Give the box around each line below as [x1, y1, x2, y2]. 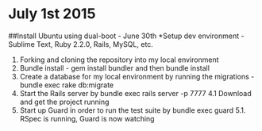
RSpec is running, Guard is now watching [19, 114, 155, 123]
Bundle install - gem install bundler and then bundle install [19, 63, 210, 72]
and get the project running [19, 97, 110, 106]
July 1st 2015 [8, 5, 96, 23]
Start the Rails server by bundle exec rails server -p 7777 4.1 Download [19, 88, 252, 98]
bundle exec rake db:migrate [19, 80, 114, 90]
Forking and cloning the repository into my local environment [19, 55, 220, 64]
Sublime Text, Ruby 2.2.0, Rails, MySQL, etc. [8, 39, 153, 48]
